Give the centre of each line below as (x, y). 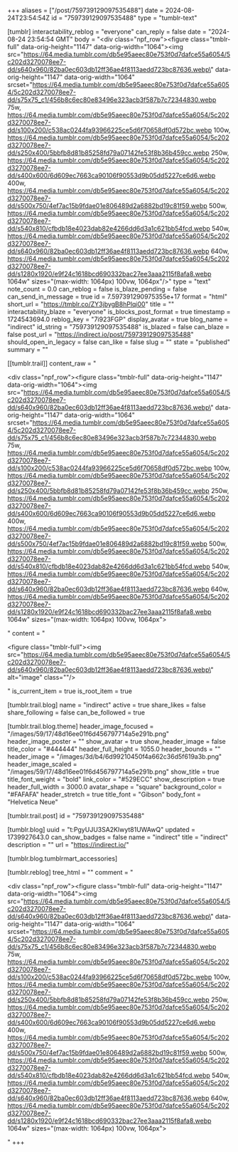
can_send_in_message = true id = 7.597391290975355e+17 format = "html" (117, 296)
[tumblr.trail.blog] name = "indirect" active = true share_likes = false (107, 705)
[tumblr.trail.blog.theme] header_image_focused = (81, 726)
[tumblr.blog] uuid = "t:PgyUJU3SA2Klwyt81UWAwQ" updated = (102, 830)
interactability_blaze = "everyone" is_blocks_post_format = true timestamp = (119, 312)
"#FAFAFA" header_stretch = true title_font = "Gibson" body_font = (104, 794)
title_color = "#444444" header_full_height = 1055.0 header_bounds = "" (114, 749)
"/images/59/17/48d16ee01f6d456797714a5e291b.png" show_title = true (113, 772)
